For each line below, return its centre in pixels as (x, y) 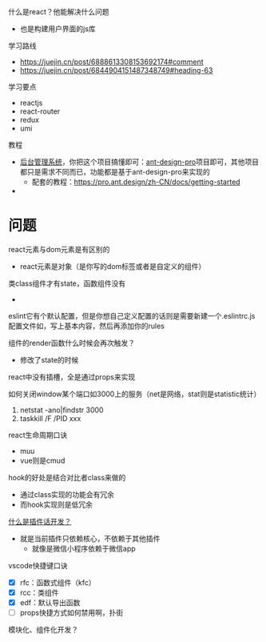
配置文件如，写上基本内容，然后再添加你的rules (87, 326)
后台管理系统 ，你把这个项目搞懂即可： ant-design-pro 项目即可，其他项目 (139, 162)
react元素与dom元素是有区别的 (59, 249)
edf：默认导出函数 (50, 603)
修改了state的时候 (49, 359)
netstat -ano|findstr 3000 (62, 410)
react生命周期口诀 (38, 435)
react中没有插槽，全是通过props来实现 (72, 377)
